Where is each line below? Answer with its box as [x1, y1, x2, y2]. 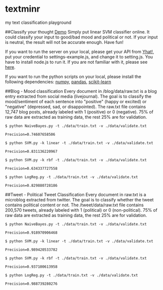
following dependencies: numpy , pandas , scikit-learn [5, 79, 111, 85]
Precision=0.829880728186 [5, 183, 57, 188]
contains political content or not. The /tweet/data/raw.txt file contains [5, 202, 144, 208]
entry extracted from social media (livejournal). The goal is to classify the [5, 93, 152, 99]
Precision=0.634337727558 [5, 166, 57, 171]
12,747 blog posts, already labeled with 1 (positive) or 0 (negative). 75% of [5, 109, 154, 115]
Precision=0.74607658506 [5, 132, 55, 137]
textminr [5, 3, 40, 15]
